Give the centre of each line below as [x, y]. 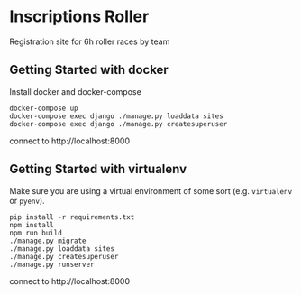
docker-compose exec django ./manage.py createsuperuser [119, 124]
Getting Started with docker [89, 70]
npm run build [36, 233]
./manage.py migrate [48, 241]
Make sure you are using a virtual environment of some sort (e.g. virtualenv [151, 190]
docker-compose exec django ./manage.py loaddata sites [116, 116]
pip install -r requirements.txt [72, 217]
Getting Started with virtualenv [98, 169]
